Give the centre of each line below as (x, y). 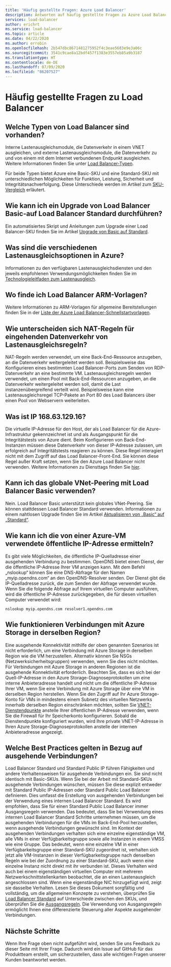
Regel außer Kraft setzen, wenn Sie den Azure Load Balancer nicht (75, 461)
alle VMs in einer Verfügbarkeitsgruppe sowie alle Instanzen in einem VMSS (85, 839)
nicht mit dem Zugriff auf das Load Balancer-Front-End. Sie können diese (82, 456)
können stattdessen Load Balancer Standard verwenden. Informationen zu (83, 509)
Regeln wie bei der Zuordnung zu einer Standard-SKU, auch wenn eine (80, 861)
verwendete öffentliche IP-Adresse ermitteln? (79, 544)
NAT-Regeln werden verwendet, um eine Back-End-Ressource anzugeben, (84, 357)
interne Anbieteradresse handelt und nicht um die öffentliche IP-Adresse (81, 683)
